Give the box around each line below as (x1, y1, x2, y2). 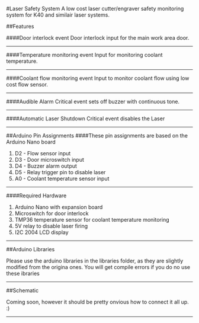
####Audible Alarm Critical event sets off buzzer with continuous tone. (6, 98, 179, 105)
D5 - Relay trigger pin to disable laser (14, 169, 106, 175)
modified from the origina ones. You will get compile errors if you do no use (6, 264, 191, 270)
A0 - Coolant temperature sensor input (14, 175, 110, 182)
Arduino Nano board (6, 139, 56, 145)
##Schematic (6, 287, 39, 294)
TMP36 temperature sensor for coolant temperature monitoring (14, 216, 169, 223)
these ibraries (6, 270, 40, 277)
